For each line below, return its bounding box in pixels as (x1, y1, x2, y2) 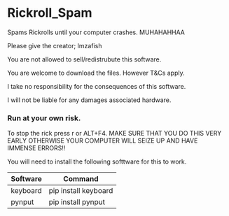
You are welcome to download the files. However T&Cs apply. (7, 69, 185, 77)
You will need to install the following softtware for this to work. (7, 157, 187, 166)
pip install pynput (48, 197, 106, 207)
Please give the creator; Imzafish (7, 41, 102, 50)
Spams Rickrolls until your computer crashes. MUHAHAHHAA (7, 28, 186, 36)
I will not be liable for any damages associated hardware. (7, 96, 172, 104)
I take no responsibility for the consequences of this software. (7, 82, 186, 90)
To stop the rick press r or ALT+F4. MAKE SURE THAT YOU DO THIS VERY (7, 129, 222, 138)
